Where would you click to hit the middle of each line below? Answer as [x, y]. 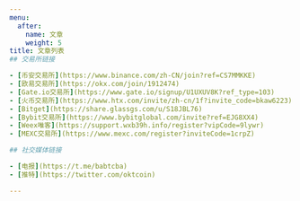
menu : [19, 17]
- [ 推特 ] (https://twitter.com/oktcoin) [83, 175]
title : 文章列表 [37, 51]
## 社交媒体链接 [35, 150]
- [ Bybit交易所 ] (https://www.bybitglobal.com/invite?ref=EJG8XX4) [134, 118]
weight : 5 [44, 43]
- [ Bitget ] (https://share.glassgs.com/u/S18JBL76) [106, 109]
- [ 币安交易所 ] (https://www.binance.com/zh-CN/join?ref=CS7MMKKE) [132, 76]
